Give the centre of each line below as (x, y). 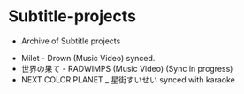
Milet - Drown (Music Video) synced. (88, 58)
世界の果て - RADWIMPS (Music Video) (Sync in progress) (127, 68)
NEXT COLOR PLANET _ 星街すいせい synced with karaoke (128, 79)
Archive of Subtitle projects (71, 41)
